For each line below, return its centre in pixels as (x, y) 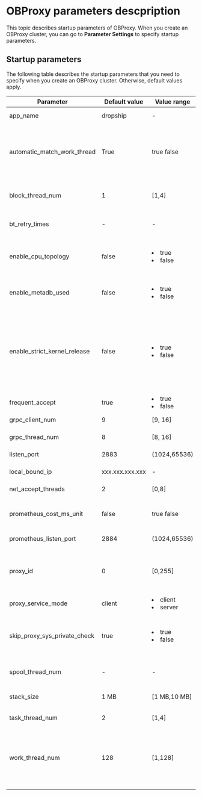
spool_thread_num (35, 671)
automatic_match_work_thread (53, 152)
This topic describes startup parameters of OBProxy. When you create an (97, 28)
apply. (14, 87)
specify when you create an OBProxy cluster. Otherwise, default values (94, 80)
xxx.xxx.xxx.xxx (124, 471)
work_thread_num (35, 757)
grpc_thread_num (34, 437)
